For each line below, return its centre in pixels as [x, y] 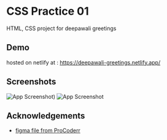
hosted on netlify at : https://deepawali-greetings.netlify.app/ [83, 62]
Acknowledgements [46, 116]
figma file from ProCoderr [48, 131]
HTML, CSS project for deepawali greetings [61, 28]
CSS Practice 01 [48, 11]
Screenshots [31, 82]
